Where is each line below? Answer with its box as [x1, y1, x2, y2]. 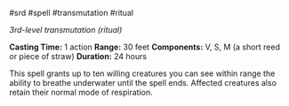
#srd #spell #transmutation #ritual [9, 8, 134, 18]
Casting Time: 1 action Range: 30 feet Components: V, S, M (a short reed [9, 42, 281, 52]
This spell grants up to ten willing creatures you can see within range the [9, 68, 276, 79]
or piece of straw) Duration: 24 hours [9, 51, 148, 61]
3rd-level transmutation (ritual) [9, 25, 123, 34]
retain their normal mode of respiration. [9, 87, 153, 97]
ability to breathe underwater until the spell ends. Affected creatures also [9, 78, 277, 87]
